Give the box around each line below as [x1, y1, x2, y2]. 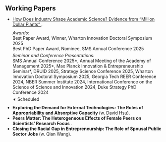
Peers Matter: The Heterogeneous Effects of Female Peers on [12, 115, 142, 121]
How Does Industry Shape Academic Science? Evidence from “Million [12, 16, 155, 22]
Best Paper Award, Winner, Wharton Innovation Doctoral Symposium [12, 35, 152, 41]
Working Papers [5, 4, 56, 12]
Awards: [12, 30, 30, 36]
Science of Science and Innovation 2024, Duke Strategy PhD [12, 84, 137, 90]
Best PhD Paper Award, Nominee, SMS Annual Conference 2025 [12, 46, 144, 52]
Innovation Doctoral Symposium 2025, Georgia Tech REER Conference [12, 73, 157, 79]
